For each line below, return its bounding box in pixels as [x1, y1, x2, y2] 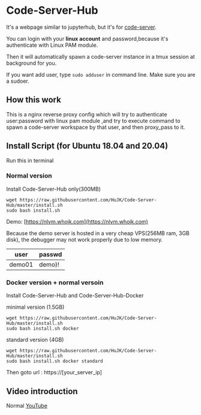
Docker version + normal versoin [6, 278, 104, 287]
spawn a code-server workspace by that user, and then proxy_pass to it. [6, 124, 185, 131]
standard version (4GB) [6, 336, 64, 344]
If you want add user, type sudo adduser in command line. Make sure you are [6, 71, 196, 78]
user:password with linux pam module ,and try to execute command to [6, 117, 181, 124]
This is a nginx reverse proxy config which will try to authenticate [6, 110, 167, 118]
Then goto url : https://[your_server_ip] [6, 369, 102, 376]
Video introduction [6, 386, 78, 396]
